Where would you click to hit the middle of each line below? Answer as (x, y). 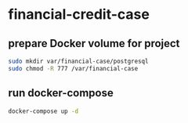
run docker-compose (61, 93)
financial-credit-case (79, 14)
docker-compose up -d (43, 111)
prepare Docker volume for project (94, 43)
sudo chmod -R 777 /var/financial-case (73, 68)
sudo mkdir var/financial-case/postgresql (78, 61)
